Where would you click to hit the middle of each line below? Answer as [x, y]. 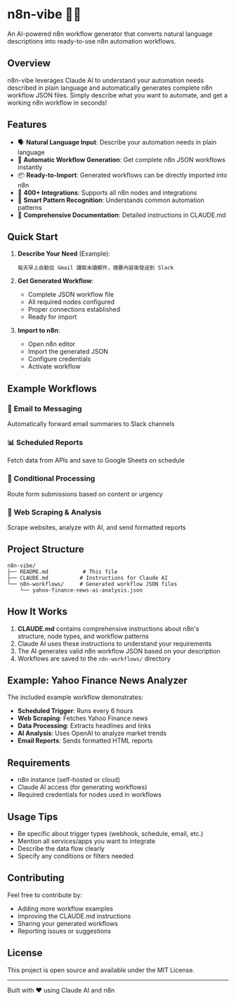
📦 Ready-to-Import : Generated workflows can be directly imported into [122, 175]
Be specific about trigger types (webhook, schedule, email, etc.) [110, 834]
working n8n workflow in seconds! [57, 102]
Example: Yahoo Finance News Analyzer [98, 680]
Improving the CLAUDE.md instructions [74, 916]
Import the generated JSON [68, 352]
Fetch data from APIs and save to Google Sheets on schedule [96, 460]
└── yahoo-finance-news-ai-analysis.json [81, 590]
